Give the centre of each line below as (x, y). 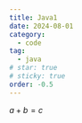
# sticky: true (37, 76)
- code (29, 43)
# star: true (33, 68)
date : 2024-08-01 (41, 26)
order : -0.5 (31, 84)
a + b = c (26, 110)
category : (28, 34)
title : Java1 (33, 18)
